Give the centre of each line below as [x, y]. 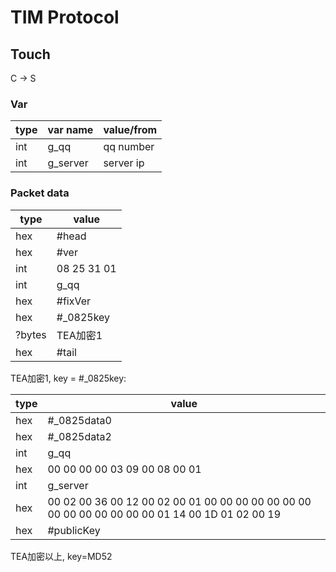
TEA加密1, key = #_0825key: [68, 378]
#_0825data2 [79, 436]
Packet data [40, 193]
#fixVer [73, 301]
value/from [130, 130]
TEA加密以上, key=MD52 [61, 556]
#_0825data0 [79, 420]
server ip [124, 163]
